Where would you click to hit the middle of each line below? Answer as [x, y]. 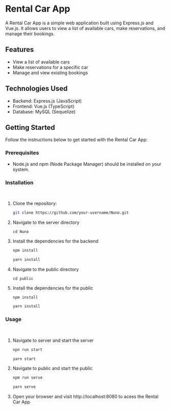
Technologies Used [36, 89]
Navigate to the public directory [46, 269]
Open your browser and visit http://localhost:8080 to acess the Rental [86, 397]
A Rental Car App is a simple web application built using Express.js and [79, 23]
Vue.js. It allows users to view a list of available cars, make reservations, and [85, 28]
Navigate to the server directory [46, 222]
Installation [20, 182]
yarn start [24, 359]
